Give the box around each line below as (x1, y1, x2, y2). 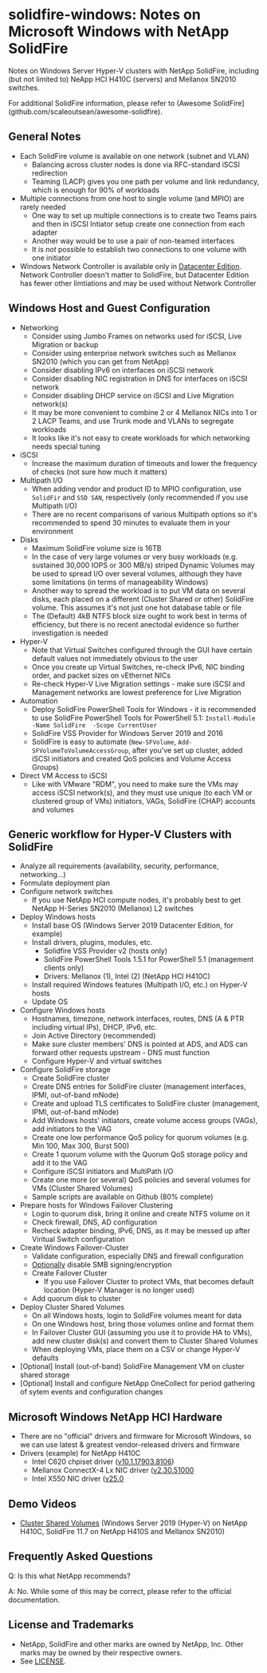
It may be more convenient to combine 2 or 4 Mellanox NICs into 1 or (31, 407, 257, 417)
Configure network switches (19, 887, 113, 896)
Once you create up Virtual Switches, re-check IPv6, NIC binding (31, 662, 245, 671)
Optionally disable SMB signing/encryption (31, 1260, 172, 1270)
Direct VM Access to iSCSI (19, 770, 108, 780)
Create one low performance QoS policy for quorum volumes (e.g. (31, 1133, 249, 1142)
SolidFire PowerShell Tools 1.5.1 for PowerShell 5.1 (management (43, 955, 253, 964)
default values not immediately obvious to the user (31, 653, 198, 663)
